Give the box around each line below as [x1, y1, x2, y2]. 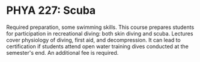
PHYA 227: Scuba [6, 4, 96, 17]
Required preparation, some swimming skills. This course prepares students [6, 23, 195, 31]
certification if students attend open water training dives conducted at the [6, 43, 189, 50]
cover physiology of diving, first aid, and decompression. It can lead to [6, 36, 181, 43]
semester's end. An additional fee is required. [6, 49, 119, 56]
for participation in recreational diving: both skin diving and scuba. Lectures [6, 29, 193, 37]
